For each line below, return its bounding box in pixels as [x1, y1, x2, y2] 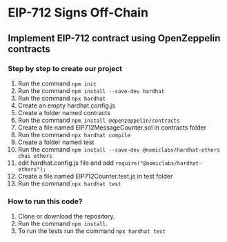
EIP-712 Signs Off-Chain [8, 5, 149, 21]
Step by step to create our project [8, 63, 123, 73]
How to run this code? [8, 196, 83, 206]
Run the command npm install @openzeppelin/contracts [17, 116, 180, 124]
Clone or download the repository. [17, 212, 116, 221]
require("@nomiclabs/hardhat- [115, 160, 202, 167]
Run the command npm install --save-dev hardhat [17, 86, 165, 94]
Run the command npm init [17, 79, 97, 88]
